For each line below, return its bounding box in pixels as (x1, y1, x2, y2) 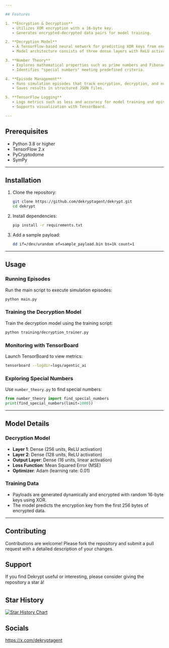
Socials (5, 624, 29, 632)
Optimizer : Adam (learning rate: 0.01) (12, 467, 91, 474)
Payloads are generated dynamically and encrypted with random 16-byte (12, 491, 164, 497)
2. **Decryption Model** (5, 39, 57, 44)
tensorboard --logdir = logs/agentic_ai (5, 363, 87, 368)
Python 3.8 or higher (12, 141, 55, 147)
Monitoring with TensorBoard (5, 341, 79, 348)
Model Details (5, 420, 49, 428)
